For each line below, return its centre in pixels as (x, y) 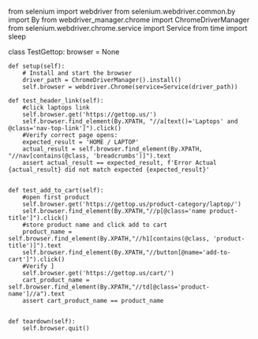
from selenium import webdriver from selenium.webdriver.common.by (122, 11)
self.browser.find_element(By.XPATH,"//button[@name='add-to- (127, 252)
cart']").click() (37, 259)
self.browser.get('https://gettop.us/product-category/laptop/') (132, 204)
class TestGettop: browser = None (64, 52)
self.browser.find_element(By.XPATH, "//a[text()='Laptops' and (130, 121)
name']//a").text (37, 294)
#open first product (56, 197)
